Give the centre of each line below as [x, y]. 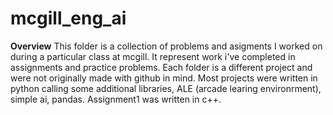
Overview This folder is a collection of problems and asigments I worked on [166, 46]
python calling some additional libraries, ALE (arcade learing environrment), [166, 88]
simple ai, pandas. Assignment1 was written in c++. [116, 99]
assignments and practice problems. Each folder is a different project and [161, 67]
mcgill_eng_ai [68, 18]
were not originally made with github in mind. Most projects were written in [164, 78]
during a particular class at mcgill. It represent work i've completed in [153, 56]
